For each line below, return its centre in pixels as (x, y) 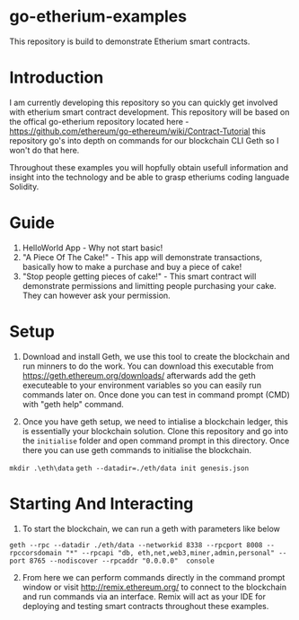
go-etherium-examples (98, 17)
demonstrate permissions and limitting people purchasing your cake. (149, 285)
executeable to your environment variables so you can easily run (142, 385)
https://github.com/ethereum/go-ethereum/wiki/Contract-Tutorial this (138, 131)
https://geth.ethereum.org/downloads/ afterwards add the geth (139, 375)
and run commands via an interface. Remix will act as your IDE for (144, 596)
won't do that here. (44, 150)
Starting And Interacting (101, 503)
